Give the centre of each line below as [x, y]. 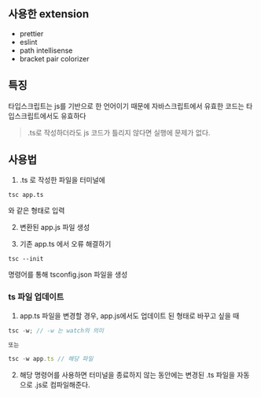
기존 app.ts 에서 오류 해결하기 [65, 244]
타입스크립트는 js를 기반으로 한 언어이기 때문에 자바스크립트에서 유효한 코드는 [127, 106]
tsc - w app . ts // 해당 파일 [51, 359]
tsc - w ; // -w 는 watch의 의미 [56, 330]
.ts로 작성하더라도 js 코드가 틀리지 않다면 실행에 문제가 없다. [119, 132]
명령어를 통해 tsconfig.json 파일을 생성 [68, 275]
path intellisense [46, 50]
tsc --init [26, 259]
